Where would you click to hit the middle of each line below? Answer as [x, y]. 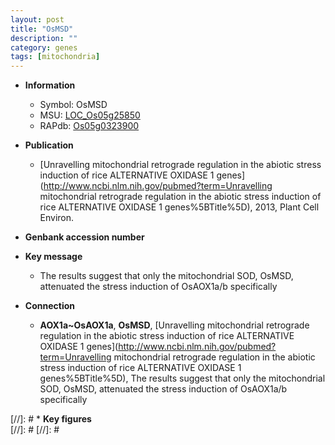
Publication [49, 145]
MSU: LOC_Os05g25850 [90, 115]
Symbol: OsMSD [73, 105]
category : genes [44, 47]
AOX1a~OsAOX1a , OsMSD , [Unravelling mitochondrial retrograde [174, 325]
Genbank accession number [84, 237]
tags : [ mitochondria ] [55, 57]
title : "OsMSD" [42, 29]
